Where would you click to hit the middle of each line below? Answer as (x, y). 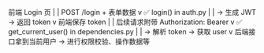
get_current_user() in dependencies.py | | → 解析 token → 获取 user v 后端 (128, 32)
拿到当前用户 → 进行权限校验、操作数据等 (82, 41)
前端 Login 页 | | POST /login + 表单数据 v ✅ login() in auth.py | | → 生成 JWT (132, 12)
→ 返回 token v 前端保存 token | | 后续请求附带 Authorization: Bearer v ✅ (125, 22)
